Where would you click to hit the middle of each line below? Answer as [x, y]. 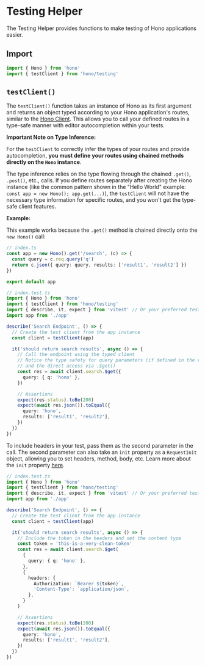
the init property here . [36, 465]
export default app [31, 282]
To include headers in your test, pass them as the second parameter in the [100, 445]
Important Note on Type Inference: [51, 137]
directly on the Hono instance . [44, 162]
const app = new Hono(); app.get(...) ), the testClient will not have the [98, 193]
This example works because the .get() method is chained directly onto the [102, 230]
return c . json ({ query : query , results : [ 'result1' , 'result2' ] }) [99, 265]
